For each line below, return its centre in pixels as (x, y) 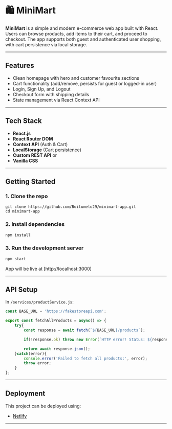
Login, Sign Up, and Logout (41, 89)
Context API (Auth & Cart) (40, 144)
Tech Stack (24, 121)
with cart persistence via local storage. (46, 44)
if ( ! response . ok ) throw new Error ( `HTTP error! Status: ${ (88, 339)
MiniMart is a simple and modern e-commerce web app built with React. (82, 28)
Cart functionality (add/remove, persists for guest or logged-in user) (85, 83)
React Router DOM (33, 139)
